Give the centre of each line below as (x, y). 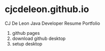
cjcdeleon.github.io (47, 9)
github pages (26, 33)
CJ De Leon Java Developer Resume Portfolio (52, 23)
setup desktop (27, 43)
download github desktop (39, 38)
